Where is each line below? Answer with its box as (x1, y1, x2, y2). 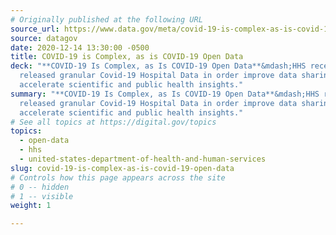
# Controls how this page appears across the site (10, 172, 226, 183)
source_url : (10, 24, 60, 34)
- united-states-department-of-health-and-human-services (19, 154, 267, 164)
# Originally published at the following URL (10, 14, 203, 25)
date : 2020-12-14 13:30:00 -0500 (10, 42, 150, 53)
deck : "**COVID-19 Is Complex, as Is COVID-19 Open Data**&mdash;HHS (10, 61, 307, 71)
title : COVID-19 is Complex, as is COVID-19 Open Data (10, 52, 244, 62)
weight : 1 (10, 201, 52, 211)
